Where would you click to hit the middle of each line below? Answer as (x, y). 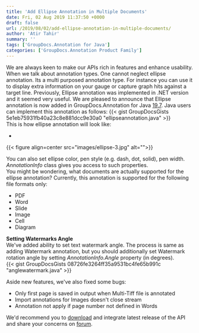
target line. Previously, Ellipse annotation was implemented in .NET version (97, 92)
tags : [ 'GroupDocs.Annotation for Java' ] (58, 45)
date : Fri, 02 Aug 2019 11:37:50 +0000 (56, 17)
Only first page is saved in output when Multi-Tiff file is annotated (95, 293)
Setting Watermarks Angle (40, 238)
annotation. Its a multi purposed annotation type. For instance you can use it (99, 80)
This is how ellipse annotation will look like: (59, 124)
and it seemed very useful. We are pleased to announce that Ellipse (89, 99)
